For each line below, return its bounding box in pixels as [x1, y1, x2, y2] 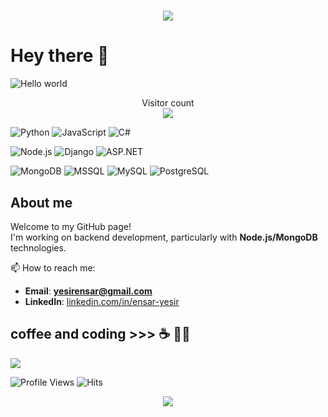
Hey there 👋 [10, 45, 110, 67]
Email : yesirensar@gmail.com [24, 285, 153, 297]
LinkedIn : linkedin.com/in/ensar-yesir [24, 295, 180, 307]
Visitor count [141, 97, 195, 109]
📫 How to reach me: [10, 261, 96, 274]
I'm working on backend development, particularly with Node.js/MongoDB [10, 231, 318, 243]
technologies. [10, 241, 67, 254]
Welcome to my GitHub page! [10, 220, 132, 232]
